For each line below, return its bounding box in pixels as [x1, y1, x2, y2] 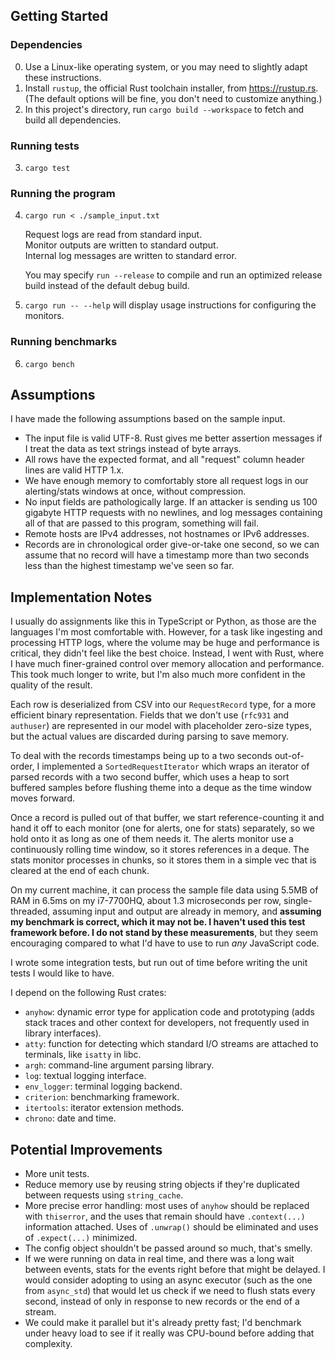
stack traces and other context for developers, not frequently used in [24, 1017, 310, 1029]
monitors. [24, 310, 65, 322]
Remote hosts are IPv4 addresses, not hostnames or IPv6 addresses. [24, 528, 310, 540]
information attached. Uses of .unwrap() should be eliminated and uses [24, 1221, 319, 1233]
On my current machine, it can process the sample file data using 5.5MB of [10, 884, 319, 896]
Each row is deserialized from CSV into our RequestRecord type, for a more [10, 699, 317, 711]
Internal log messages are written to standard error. [24, 250, 237, 262]
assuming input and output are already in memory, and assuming [52, 905, 322, 918]
